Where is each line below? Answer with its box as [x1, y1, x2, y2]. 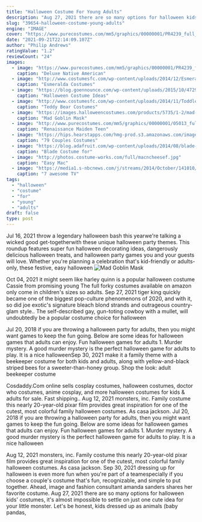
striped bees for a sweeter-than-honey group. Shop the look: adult [6, 364, 171, 371]
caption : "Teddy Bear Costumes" [17, 103, 98, 110]
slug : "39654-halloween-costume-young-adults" [6, 20, 125, 26]
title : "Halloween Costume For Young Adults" [6, 8, 122, 15]
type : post [6, 216, 34, 222]
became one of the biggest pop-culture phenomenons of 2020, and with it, [6, 295, 192, 302]
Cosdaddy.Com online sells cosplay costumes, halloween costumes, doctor [6, 382, 194, 389]
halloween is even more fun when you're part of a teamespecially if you [6, 470, 183, 477]
